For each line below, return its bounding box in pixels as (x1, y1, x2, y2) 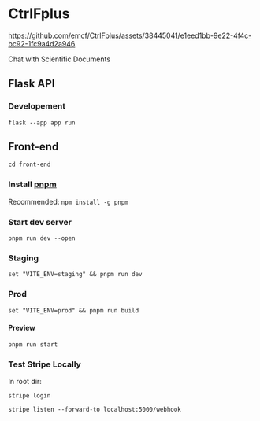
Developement (8, 101, 65, 112)
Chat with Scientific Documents (8, 54, 111, 64)
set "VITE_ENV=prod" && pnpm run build (8, 306, 139, 315)
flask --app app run (8, 119, 76, 127)
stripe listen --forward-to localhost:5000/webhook (8, 406, 181, 414)
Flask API (8, 77, 55, 90)
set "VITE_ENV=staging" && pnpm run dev (8, 271, 143, 279)
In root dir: (8, 377, 42, 386)
